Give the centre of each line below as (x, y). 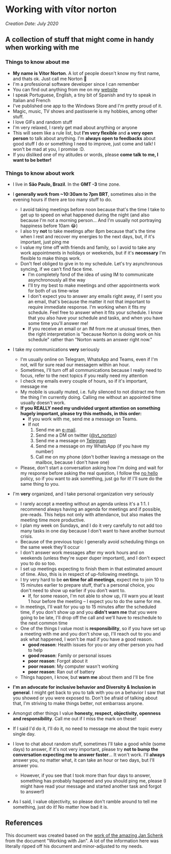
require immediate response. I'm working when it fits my (87, 307)
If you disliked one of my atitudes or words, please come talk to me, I (86, 155)
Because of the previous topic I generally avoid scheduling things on (92, 541)
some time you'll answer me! (58, 323)
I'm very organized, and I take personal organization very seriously (83, 494)
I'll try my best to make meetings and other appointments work (94, 285)
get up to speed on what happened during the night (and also (85, 215)
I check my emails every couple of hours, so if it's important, (84, 381)
